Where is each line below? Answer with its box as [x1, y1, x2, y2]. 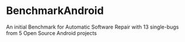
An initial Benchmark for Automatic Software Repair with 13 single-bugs [6, 23, 179, 30]
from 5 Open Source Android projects [6, 29, 97, 36]
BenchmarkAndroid [6, 4, 104, 17]
